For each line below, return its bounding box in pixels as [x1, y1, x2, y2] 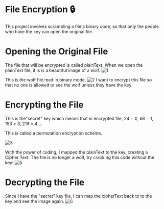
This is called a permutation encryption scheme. [5, 130, 103, 136]
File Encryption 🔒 [5, 4, 75, 15]
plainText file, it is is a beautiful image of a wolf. [5, 67, 100, 73]
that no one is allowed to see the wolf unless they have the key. [5, 82, 133, 88]
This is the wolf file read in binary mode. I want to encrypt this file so [5, 77, 152, 82]
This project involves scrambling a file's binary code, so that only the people [5, 23, 159, 29]
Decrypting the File [5, 177, 85, 188]
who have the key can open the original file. [5, 28, 94, 34]
